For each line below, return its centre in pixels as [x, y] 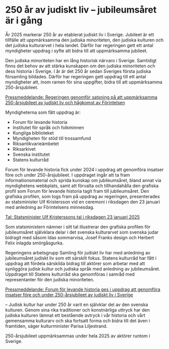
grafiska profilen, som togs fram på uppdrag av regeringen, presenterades [82, 196]
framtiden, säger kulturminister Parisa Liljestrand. [57, 326]
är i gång [24, 20]
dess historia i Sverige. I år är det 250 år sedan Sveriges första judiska [78, 71]
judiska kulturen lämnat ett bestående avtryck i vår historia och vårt [75, 315]
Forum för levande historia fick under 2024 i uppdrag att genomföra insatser [84, 169]
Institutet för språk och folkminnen [48, 127]
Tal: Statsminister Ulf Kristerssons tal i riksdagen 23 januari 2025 [73, 217]
